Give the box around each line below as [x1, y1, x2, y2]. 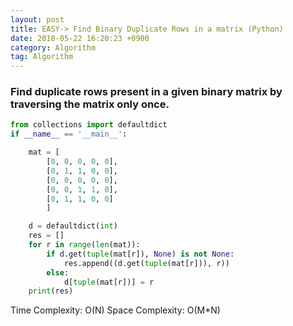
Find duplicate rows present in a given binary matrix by [10, 85, 283, 99]
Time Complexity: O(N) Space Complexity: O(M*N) [10, 304, 221, 316]
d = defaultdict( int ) [28, 221, 118, 231]
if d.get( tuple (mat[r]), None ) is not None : [46, 249, 235, 259]
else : [46, 267, 70, 278]
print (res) [28, 286, 74, 296]
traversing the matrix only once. [10, 97, 170, 111]
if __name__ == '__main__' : [10, 129, 128, 140]
